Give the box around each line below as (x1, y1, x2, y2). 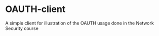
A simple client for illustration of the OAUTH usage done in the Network (5, 20, 154, 26)
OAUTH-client (5, 3, 66, 15)
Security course (5, 25, 39, 31)
